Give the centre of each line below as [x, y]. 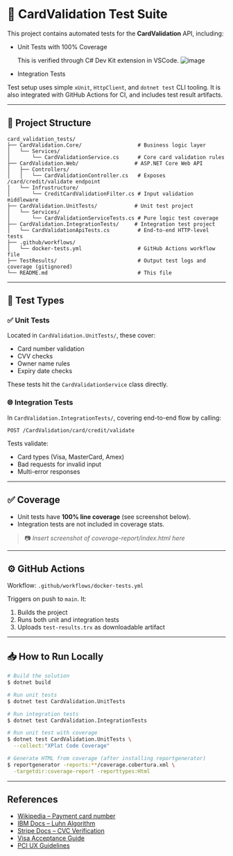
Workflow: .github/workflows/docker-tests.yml [76, 586]
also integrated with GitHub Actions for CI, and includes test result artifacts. [115, 94]
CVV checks [35, 356]
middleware [23, 200]
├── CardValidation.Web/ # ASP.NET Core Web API [105, 163]
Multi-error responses [49, 471]
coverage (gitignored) [40, 267]
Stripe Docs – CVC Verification [61, 831]
